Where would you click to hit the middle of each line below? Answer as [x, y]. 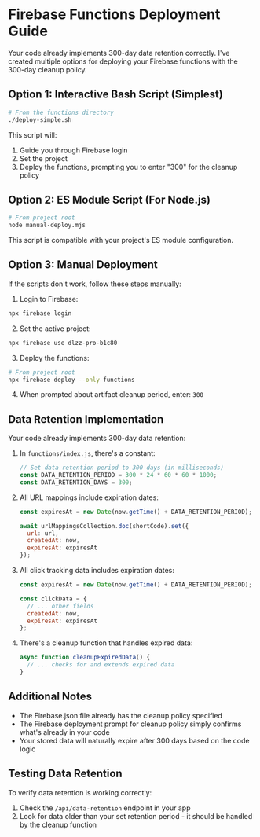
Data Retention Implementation [86, 419]
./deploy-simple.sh [40, 119]
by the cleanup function [58, 824]
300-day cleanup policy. [48, 69]
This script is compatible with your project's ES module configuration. [121, 240]
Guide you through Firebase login [73, 150]
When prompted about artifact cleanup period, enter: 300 [112, 395]
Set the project [44, 158]
